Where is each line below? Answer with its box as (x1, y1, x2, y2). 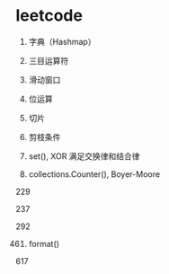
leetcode (15, 5, 83, 26)
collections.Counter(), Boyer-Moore (28, 168, 161, 180)
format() (28, 238, 60, 249)
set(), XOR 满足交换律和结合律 (28, 150, 140, 162)
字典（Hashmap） (28, 36, 96, 47)
